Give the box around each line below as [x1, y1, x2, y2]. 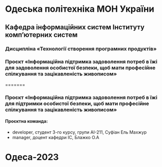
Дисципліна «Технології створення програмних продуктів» [5, 45, 157, 52]
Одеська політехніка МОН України [5, 3, 155, 15]
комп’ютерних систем [5, 30, 78, 39]
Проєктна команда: [5, 119, 48, 124]
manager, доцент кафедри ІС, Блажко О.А [12, 134, 99, 140]
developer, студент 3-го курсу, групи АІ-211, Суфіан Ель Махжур [12, 129, 147, 135]
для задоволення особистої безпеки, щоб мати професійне [5, 65, 156, 72]
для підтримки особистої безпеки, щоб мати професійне [5, 100, 149, 107]
